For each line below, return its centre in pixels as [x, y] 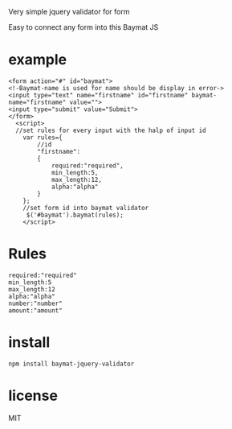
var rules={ [43, 137]
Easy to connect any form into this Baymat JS [83, 27]
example [38, 60]
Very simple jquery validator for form [69, 12]
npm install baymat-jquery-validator [71, 364]
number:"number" [35, 303]
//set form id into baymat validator [86, 208]
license [33, 396]
